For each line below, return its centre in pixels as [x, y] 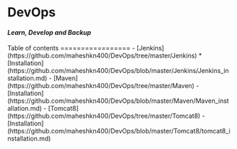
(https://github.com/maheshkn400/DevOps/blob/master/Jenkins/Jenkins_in [118, 71]
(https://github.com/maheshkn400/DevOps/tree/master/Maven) [101, 86]
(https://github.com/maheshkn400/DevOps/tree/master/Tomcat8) [104, 116]
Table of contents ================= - [71, 48]
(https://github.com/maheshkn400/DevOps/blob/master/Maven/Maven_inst [118, 101]
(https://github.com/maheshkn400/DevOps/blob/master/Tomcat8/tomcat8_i [119, 131]
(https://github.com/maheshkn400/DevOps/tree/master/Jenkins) [102, 56]
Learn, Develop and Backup [49, 32]
